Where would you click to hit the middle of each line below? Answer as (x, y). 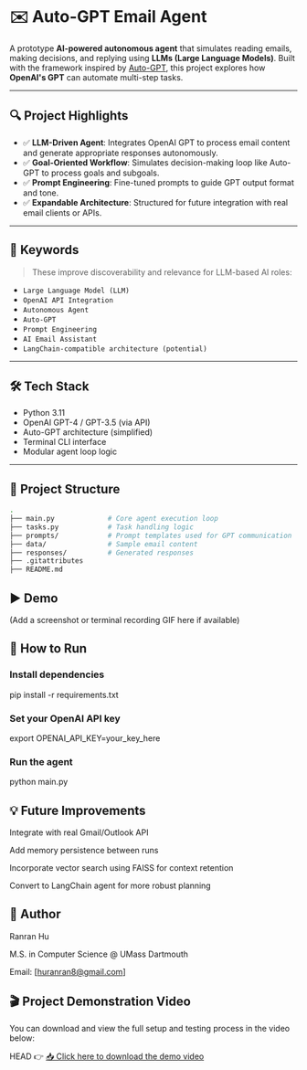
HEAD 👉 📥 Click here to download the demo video (107, 1056)
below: (22, 1038)
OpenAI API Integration (68, 300)
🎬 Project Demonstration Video (101, 1002)
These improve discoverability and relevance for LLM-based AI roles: (162, 272)
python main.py (39, 782)
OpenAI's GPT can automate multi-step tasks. (96, 77)
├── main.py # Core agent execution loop (114, 519)
